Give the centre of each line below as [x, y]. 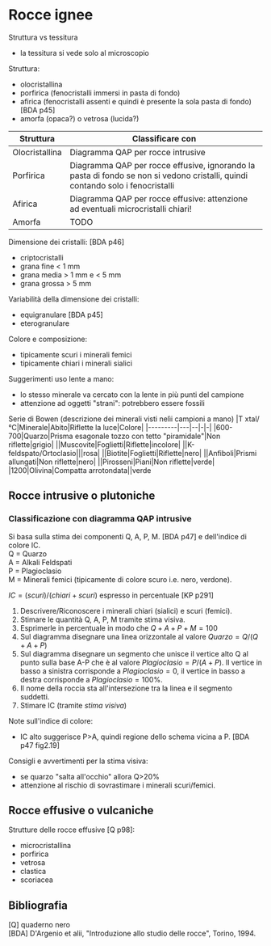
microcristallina [45, 846]
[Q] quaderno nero [40, 925]
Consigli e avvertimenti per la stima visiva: [78, 761]
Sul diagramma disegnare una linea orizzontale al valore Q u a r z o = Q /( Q [139, 636]
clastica [33, 872]
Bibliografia [38, 905]
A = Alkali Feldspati [40, 562]
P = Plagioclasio [35, 571]
